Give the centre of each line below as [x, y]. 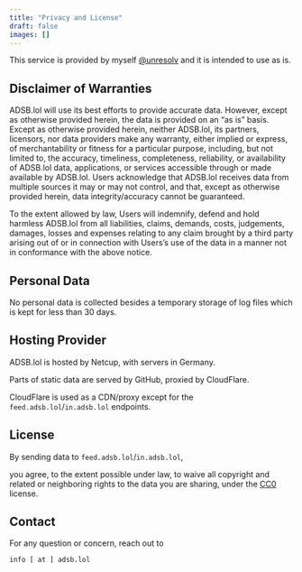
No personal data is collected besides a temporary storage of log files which [151, 302]
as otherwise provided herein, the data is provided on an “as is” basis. [139, 120]
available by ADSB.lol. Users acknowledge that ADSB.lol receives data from [149, 178]
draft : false [34, 26]
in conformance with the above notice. [81, 253]
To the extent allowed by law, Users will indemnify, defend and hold [134, 214]
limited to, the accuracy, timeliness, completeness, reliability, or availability [148, 158]
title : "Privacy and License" [66, 18]
